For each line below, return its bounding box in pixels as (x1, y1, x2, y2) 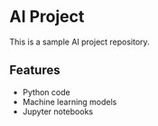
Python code (22, 86, 70, 97)
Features (9, 63, 60, 78)
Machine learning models (22, 96, 117, 107)
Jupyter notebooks (22, 106, 93, 117)
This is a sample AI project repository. (9, 36, 151, 47)
